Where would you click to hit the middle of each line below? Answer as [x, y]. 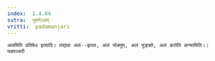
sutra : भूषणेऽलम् [29, 20]
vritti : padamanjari [39, 26]
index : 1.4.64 [29, 14]
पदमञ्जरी [16, 52]
